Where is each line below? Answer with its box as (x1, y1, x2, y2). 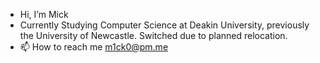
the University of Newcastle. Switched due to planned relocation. (19, 30, 288, 41)
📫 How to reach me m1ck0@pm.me (19, 41, 169, 53)
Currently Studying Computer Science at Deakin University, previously (19, 19, 310, 31)
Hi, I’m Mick (19, 9, 69, 20)
